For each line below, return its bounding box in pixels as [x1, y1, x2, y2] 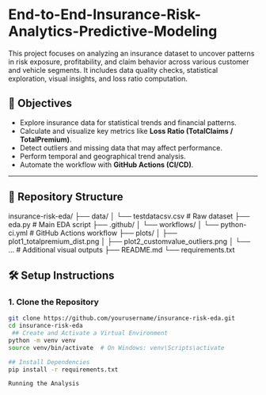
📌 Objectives [8, 97, 73, 110]
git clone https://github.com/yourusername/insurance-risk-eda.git [8, 314, 236, 322]
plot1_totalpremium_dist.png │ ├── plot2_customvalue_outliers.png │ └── [8, 236, 251, 246]
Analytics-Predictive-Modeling [8, 22, 218, 40]
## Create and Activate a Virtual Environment [11, 329, 169, 337]
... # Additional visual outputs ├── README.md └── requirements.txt [8, 245, 235, 254]
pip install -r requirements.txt [8, 366, 119, 374]
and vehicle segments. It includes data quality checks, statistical [8, 65, 218, 74]
